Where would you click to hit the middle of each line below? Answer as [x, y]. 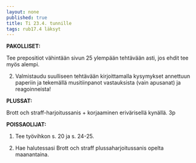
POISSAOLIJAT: [26, 125]
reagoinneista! [33, 89]
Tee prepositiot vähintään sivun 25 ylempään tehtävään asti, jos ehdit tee [98, 58]
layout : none [23, 12]
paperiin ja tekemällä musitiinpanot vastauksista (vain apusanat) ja [98, 83]
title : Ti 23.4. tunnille [39, 23]
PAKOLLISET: [23, 46]
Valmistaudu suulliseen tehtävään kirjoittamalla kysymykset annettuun [103, 76]
